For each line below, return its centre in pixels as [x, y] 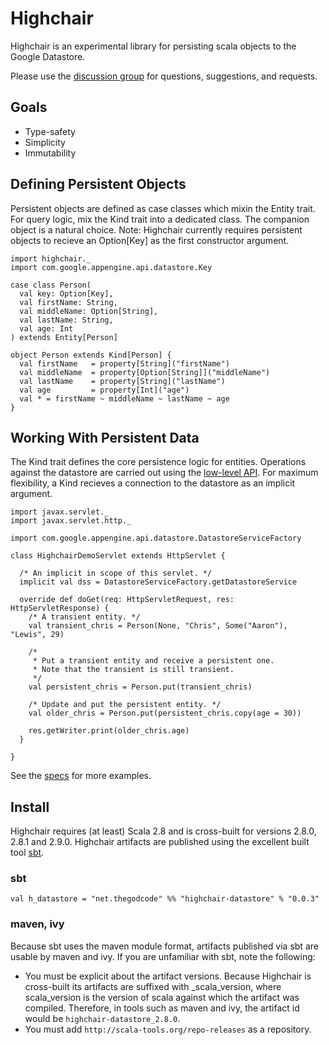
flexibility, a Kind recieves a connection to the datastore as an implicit [153, 483]
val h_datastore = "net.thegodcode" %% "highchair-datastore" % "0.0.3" [165, 899]
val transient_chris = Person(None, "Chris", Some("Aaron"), [158, 626]
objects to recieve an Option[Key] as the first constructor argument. [150, 240]
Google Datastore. [48, 56]
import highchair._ [51, 258]
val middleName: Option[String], [89, 311]
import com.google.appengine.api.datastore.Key [111, 267]
